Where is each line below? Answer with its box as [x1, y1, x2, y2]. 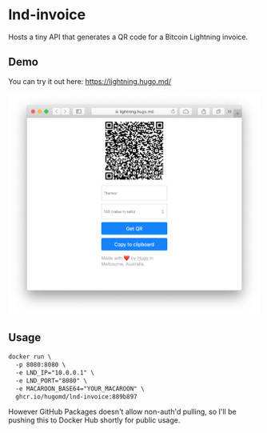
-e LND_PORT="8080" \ [15, 376, 88, 385]
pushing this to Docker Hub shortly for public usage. [8, 415, 181, 425]
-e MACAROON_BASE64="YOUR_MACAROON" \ [15, 384, 145, 393]
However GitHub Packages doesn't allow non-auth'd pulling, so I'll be [8, 407, 237, 416]
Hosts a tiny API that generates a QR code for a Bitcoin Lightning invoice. [8, 32, 249, 42]
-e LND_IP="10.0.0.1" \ [15, 368, 94, 377]
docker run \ [8, 352, 52, 361]
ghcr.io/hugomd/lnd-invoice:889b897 [15, 392, 137, 401]
